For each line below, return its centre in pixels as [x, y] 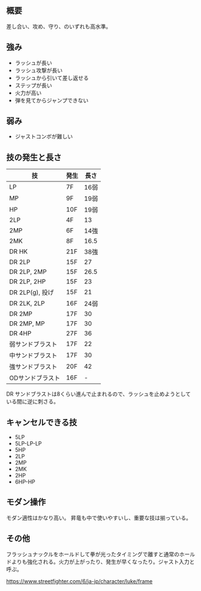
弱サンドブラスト [33, 344]
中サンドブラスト [33, 356]
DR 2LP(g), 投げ [31, 292]
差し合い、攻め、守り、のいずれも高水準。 [59, 26]
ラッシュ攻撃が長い [39, 70]
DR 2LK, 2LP [27, 303]
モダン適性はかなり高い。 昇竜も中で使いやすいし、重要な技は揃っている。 [99, 518]
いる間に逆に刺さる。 [32, 402]
